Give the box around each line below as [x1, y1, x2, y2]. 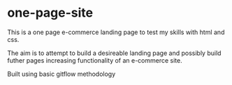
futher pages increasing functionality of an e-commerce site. [7, 56, 183, 64]
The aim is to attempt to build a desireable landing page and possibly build [7, 49, 222, 57]
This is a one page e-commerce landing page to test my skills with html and [7, 28, 225, 36]
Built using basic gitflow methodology [7, 70, 116, 78]
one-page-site [7, 5, 93, 21]
